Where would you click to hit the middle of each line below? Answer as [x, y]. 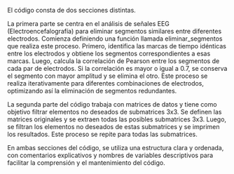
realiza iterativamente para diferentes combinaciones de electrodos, [106, 83]
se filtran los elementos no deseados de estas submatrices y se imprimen [113, 127]
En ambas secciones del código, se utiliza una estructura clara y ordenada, [116, 148]
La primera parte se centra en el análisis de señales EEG [89, 24]
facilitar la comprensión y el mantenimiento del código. [87, 163]
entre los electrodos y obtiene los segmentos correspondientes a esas [109, 53]
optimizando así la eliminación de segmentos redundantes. [92, 91]
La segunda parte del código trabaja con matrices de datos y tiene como [112, 104]
